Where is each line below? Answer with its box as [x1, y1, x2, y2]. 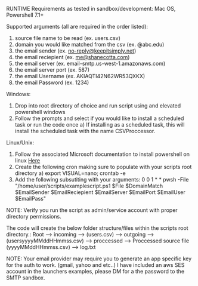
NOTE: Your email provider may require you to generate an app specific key [6, 255, 192, 262]
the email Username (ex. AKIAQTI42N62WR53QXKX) [14, 73, 146, 79]
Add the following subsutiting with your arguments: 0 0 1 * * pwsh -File [14, 176, 189, 183]
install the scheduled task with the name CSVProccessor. [14, 128, 156, 134]
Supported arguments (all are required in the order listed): [6, 23, 148, 30]
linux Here [14, 157, 41, 164]
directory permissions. [6, 213, 61, 220]
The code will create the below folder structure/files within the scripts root [6, 225, 189, 232]
